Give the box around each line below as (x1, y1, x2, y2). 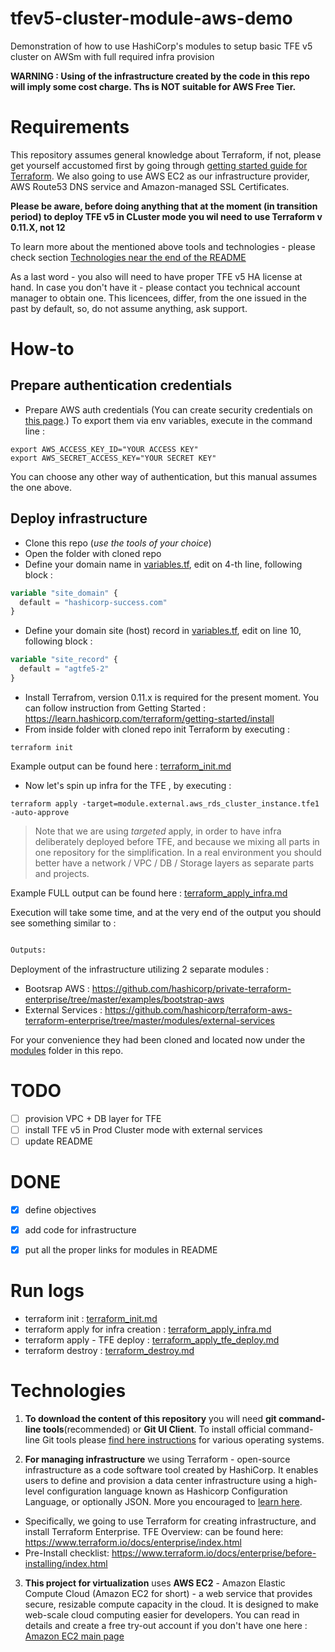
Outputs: (10, 945, 47, 955)
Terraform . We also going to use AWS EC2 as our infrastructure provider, (10, 170, 310, 182)
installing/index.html (24, 1557, 108, 1569)
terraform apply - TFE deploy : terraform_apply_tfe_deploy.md (24, 1334, 280, 1346)
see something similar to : (10, 917, 117, 929)
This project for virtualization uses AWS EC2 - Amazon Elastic (24, 1577, 286, 1589)
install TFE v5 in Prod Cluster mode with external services (24, 1123, 263, 1136)
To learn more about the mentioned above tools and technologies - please (10, 240, 316, 252)
